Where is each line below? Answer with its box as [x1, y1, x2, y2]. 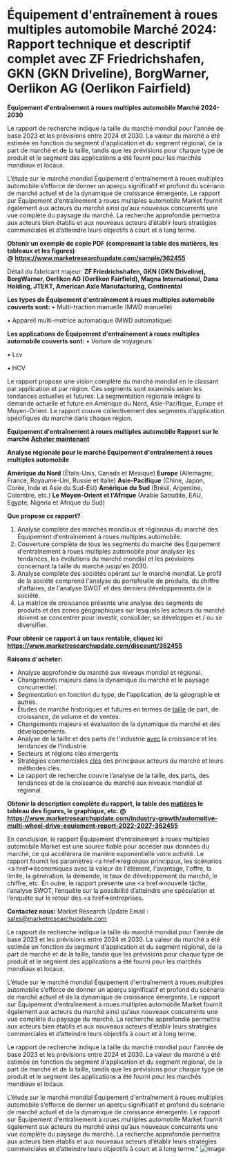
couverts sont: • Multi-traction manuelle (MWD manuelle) [7, 302, 173, 311]
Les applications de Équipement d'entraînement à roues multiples [7, 329, 200, 338]
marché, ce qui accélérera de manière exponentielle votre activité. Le [7, 849, 204, 858]
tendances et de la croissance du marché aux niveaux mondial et [17, 779, 202, 787]
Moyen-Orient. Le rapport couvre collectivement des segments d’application [7, 406, 224, 415]
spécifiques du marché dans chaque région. [7, 414, 133, 422]
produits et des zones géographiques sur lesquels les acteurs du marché [17, 606, 225, 614]
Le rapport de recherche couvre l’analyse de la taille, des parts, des [17, 771, 209, 779]
